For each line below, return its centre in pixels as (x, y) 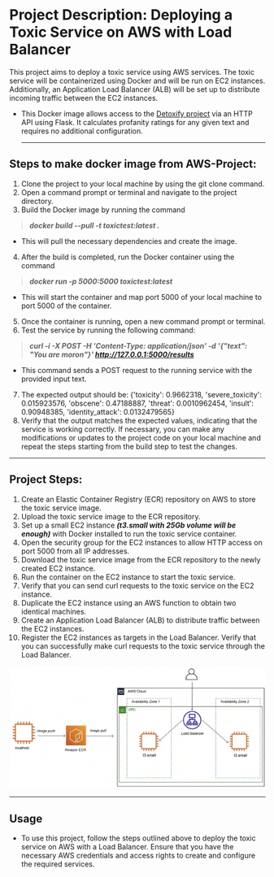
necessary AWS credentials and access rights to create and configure (138, 856)
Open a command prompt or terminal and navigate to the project (129, 192)
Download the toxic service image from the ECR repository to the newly (141, 559)
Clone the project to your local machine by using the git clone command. (143, 184)
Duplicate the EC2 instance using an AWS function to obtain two (128, 602)
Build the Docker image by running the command (103, 210)
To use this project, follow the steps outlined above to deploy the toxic (138, 838)
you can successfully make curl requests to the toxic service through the (143, 646)
